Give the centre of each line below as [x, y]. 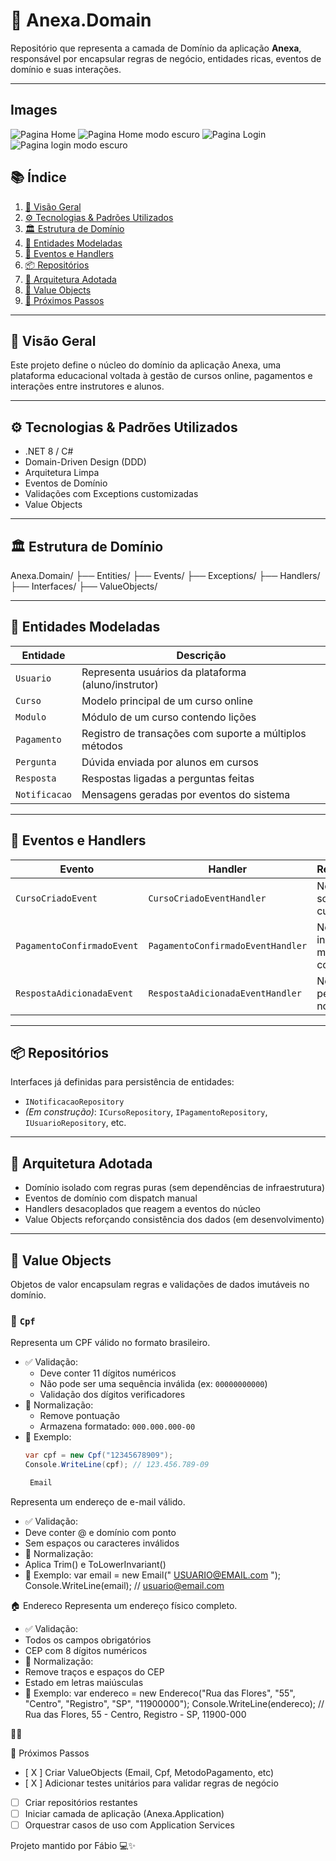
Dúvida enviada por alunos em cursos [170, 762]
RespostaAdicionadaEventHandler [225, 993]
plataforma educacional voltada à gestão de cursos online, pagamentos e [161, 376]
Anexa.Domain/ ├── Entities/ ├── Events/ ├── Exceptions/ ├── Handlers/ [165, 575]
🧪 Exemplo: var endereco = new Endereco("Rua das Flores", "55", [160, 1693]
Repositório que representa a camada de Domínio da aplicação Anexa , [156, 48]
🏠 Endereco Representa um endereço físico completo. [124, 1605]
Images [34, 110]
